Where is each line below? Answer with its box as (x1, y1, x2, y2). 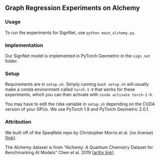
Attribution (5, 119, 32, 125)
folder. (5, 58, 18, 64)
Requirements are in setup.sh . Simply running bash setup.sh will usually (5, 81, 149, 87)
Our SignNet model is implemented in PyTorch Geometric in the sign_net (5, 53, 151, 59)
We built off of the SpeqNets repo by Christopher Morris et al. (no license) (5, 129, 153, 136)
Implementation (5, 41, 44, 48)
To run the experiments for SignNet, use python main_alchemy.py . (5, 29, 136, 36)
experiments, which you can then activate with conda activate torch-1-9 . (5, 92, 153, 98)
